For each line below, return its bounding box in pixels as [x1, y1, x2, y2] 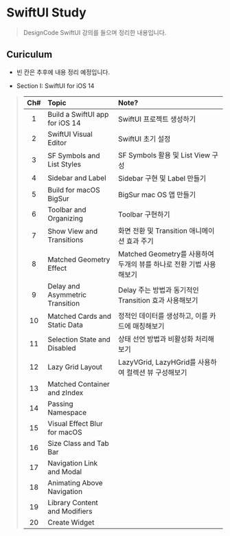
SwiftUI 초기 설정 [118, 134, 171, 144]
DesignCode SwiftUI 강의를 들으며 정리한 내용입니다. [23, 28, 167, 36]
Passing [47, 399, 73, 408]
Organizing [47, 213, 84, 223]
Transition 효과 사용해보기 [118, 295, 198, 305]
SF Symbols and [47, 150, 100, 160]
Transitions [47, 235, 84, 245]
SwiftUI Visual [47, 129, 93, 139]
